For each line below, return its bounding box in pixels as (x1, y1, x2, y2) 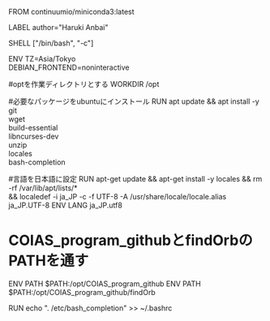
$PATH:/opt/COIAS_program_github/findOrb (8, 287, 156, 297)
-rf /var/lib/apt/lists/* (8, 183, 79, 193)
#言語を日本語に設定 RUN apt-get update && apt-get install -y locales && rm (8, 174, 263, 183)
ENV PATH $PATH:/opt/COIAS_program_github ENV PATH (8, 279, 201, 289)
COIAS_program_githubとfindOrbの (8, 231, 253, 250)
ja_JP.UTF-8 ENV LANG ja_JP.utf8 (8, 200, 123, 210)
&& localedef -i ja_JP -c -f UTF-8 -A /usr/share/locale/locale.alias (8, 192, 227, 201)
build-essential (8, 123, 58, 132)
